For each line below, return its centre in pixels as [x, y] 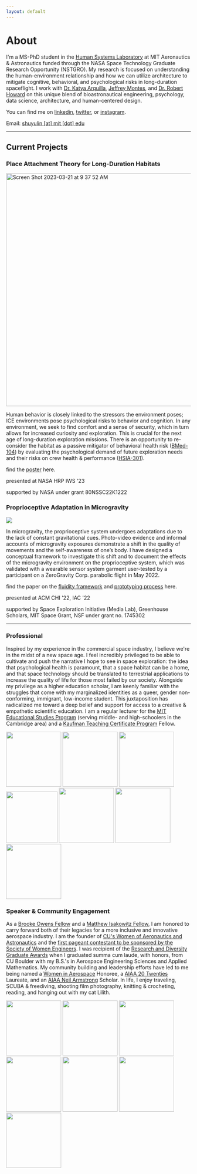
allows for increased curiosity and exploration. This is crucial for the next [94, 433]
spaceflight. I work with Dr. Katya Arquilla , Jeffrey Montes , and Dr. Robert [95, 88]
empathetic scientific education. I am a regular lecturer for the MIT [86, 711]
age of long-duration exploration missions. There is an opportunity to [89, 439]
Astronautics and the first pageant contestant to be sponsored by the [89, 943]
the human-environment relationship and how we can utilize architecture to [97, 75]
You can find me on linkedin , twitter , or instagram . [66, 111]
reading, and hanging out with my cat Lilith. [58, 993]
